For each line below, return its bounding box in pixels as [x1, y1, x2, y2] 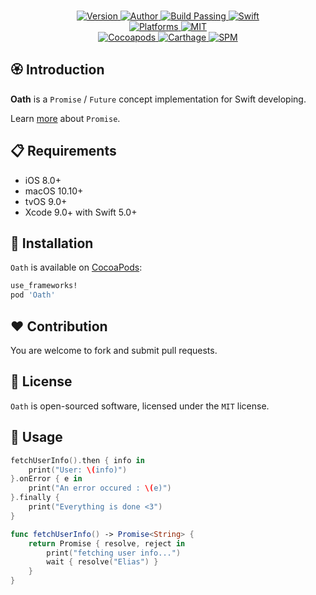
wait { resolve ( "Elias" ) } [46, 557, 159, 567]
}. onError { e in [10, 474, 83, 484]
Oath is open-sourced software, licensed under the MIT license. [10, 400, 270, 412]
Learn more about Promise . [10, 112, 121, 124]
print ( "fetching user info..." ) [46, 548, 182, 558]
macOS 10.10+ [24, 185, 84, 197]
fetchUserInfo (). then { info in [10, 455, 145, 465]
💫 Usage [10, 429, 63, 446]
